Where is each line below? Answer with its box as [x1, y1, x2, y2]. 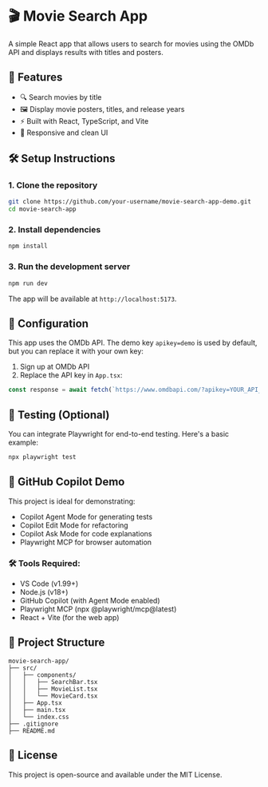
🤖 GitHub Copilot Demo [8, 475, 125, 488]
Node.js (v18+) [19, 587, 69, 597]
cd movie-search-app [8, 205, 77, 213]
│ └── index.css [8, 713, 69, 721]
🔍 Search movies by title [19, 92, 102, 101]
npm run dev [8, 279, 48, 287]
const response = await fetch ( [8, 386, 112, 394]
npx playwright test [8, 453, 77, 461]
